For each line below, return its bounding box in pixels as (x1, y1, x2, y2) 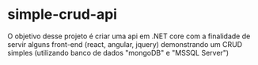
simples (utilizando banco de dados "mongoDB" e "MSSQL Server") (7, 48, 230, 57)
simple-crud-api (7, 5, 118, 23)
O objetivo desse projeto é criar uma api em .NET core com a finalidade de (7, 31, 251, 41)
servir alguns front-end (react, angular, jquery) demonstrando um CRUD (7, 39, 243, 49)
